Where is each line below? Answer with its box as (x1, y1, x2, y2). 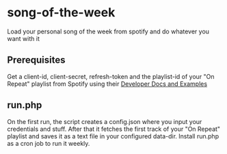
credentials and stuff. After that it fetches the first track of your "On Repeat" (7, 125, 221, 133)
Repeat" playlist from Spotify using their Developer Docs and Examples (7, 80, 207, 88)
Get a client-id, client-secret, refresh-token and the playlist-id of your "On (7, 72, 215, 80)
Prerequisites (7, 55, 66, 66)
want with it (7, 34, 40, 42)
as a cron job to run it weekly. (7, 139, 90, 147)
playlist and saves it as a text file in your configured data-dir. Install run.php (7, 132, 219, 140)
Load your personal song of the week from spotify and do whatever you (7, 27, 210, 35)
